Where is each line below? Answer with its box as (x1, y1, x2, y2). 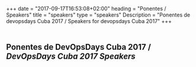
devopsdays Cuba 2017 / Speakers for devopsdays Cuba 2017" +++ (6, 18, 172, 24)
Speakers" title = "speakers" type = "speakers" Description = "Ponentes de (6, 11, 191, 18)
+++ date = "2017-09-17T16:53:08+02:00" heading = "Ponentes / (6, 5, 166, 12)
